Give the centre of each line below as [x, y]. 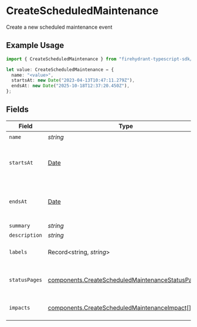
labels [18, 252]
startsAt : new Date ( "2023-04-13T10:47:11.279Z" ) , [73, 80]
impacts [20, 308]
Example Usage [35, 45]
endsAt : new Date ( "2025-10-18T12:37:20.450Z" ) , [71, 86]
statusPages [26, 280]
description [26, 235]
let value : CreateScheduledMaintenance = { [60, 69]
